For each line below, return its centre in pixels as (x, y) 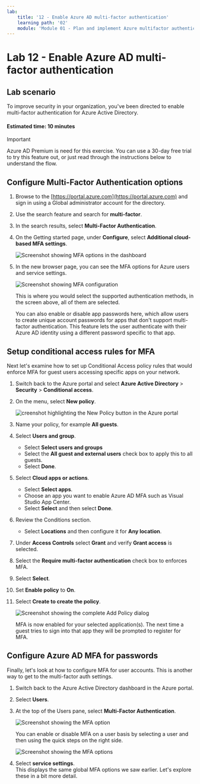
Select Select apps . (48, 489)
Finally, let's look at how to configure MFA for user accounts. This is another (100, 670)
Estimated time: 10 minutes (41, 126)
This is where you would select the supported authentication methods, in (104, 296)
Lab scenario (31, 92)
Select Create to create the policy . (58, 602)
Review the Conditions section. (53, 520)
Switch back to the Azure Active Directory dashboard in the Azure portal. (104, 688)
